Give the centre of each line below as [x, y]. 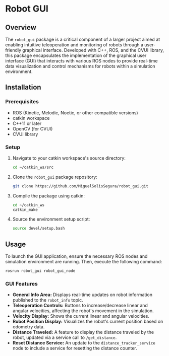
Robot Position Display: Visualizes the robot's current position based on [88, 322]
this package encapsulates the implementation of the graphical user [76, 55]
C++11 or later [27, 123]
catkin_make [25, 209]
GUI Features [21, 283]
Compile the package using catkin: [48, 196]
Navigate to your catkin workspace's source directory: [69, 158]
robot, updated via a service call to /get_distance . [65, 337]
